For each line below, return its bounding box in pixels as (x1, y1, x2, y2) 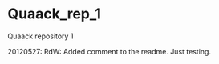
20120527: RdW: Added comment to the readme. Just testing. (7, 46, 212, 56)
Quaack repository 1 (7, 31, 74, 41)
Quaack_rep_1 (7, 5, 102, 23)
